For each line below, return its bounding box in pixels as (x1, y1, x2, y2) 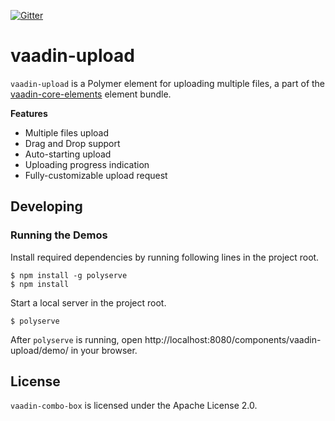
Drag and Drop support (24, 137, 121, 149)
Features (10, 107, 48, 119)
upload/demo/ (10, 344, 69, 356)
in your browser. (70, 344, 138, 356)
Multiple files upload (24, 126, 110, 139)
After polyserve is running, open (10, 333, 143, 345)
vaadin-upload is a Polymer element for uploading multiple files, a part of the (10, 77, 326, 89)
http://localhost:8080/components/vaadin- (144, 333, 322, 345)
